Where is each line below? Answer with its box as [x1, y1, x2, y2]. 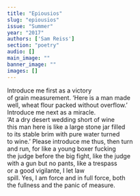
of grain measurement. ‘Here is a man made [7, 93, 131, 101]
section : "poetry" [7, 42, 59, 49]
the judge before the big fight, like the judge [7, 151, 131, 160]
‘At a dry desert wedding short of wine [7, 115, 115, 123]
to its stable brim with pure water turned [7, 130, 120, 138]
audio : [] [7, 49, 36, 56]
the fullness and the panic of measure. [7, 181, 115, 189]
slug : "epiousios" [7, 16, 59, 23]
